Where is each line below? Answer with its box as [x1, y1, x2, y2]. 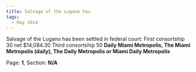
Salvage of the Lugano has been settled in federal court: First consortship [6, 36, 185, 43]
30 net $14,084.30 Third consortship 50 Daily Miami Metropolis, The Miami [6, 42, 191, 49]
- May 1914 [11, 19, 38, 25]
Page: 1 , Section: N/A [6, 59, 58, 66]
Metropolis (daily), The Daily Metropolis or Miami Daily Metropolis [6, 48, 171, 55]
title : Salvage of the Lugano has [6, 8, 91, 15]
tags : [6, 14, 19, 20]
